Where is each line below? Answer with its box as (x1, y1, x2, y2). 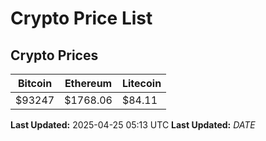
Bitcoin (17, 77, 53, 90)
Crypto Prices (10, 47, 99, 64)
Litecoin (121, 77, 162, 90)
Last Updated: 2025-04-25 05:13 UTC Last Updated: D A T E (10, 119, 256, 131)
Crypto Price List (10, 7, 153, 30)
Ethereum (64, 77, 113, 90)
